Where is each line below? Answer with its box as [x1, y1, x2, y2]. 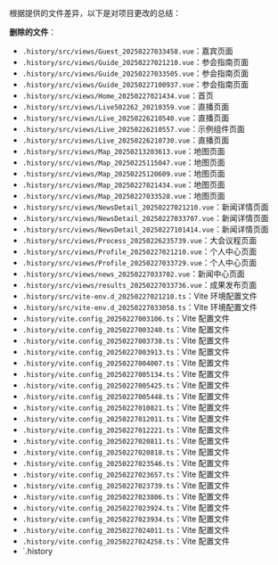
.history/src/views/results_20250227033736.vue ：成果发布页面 [21, 280, 257, 290]
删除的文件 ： [9, 27, 56, 37]
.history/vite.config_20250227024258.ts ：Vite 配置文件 [21, 536, 230, 546]
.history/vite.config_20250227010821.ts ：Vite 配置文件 [21, 402, 230, 413]
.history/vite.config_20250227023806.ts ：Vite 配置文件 [21, 491, 230, 502]
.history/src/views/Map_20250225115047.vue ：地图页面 [21, 157, 225, 168]
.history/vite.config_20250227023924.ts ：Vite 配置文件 [21, 503, 230, 512]
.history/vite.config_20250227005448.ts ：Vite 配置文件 [21, 391, 230, 401]
